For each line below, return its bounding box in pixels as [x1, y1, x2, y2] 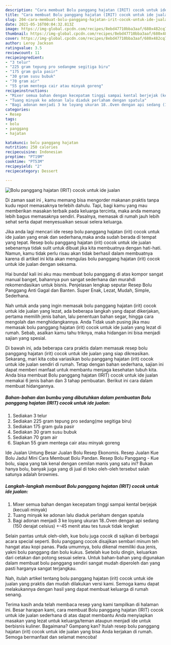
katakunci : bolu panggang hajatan [5, 140, 79, 145]
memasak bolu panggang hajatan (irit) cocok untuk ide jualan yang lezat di [5, 324, 162, 330]
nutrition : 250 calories [5, 145, 58, 150]
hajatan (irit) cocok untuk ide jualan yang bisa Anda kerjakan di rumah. [5, 629, 153, 635]
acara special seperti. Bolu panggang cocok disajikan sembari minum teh [5, 538, 159, 544]
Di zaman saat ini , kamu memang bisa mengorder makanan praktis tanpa [5, 197, 159, 203]
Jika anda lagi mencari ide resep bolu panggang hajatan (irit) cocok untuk [5, 228, 160, 235]
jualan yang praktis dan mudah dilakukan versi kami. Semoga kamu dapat [5, 581, 159, 587]
